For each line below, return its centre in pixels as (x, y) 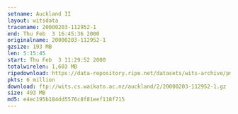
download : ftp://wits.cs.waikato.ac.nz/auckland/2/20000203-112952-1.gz (117, 86)
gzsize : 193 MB (30, 47)
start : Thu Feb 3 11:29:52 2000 (57, 60)
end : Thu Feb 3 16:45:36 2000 (53, 34)
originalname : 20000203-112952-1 (57, 40)
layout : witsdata (33, 21)
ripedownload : (28, 73)
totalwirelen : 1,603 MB (42, 67)
